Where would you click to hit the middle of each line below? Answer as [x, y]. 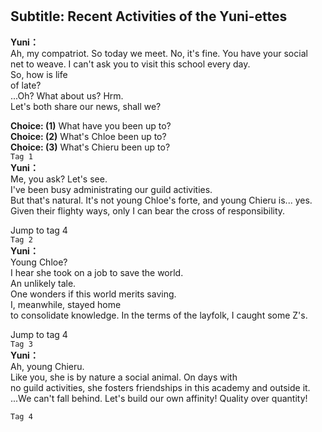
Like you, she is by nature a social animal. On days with [124, 377]
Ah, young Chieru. [47, 366]
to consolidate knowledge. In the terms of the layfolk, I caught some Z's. [159, 315]
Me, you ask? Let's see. [59, 179]
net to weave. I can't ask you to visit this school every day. [130, 64]
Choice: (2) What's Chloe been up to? [88, 136]
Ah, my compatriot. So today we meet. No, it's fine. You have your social [159, 53]
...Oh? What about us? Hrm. [67, 95]
